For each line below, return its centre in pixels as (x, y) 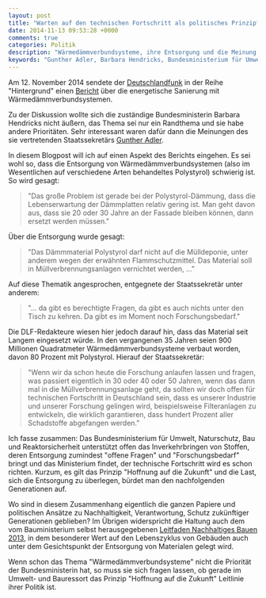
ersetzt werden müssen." (68, 221)
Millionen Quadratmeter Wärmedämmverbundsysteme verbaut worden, (125, 348)
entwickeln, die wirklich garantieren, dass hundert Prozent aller (130, 414)
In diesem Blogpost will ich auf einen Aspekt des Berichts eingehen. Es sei (129, 155)
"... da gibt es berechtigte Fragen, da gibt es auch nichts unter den (135, 308)
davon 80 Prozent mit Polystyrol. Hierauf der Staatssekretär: (106, 357)
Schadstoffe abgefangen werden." (84, 423)
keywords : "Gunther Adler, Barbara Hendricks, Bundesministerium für (125, 60)
